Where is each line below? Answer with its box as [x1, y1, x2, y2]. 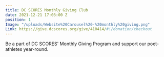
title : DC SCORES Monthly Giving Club [5, 7, 88, 13]
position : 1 [5, 17, 31, 22]
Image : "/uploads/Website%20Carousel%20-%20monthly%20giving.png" [5, 22, 150, 27]
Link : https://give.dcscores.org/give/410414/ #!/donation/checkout [5, 27, 153, 32]
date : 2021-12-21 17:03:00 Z [5, 12, 68, 17]
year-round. [23, 46, 49, 52]
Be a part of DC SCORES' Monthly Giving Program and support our [5, 41, 147, 47]
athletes [5, 46, 23, 52]
